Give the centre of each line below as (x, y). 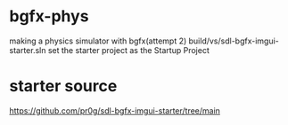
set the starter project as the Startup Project (128, 50)
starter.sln (28, 50)
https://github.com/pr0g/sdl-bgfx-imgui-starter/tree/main (115, 110)
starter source (63, 86)
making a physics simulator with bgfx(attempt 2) (98, 41)
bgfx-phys (49, 16)
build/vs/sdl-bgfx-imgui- (234, 41)
